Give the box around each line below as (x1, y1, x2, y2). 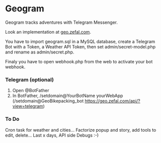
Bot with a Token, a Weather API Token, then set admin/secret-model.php (5, 44, 156, 49)
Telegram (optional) (5, 76, 54, 83)
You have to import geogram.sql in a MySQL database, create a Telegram (5, 38, 156, 45)
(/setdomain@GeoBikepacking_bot (12, 98, 84, 104)
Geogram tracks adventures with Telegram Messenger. (5, 19, 118, 25)
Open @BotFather (12, 88, 50, 94)
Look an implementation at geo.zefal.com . (5, 29, 91, 35)
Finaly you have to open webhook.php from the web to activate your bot (5, 58, 153, 64)
